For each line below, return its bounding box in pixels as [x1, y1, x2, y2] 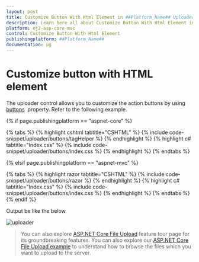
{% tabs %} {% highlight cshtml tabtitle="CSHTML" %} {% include [6, 129, 168, 136]
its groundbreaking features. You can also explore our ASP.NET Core [20, 237, 189, 244]
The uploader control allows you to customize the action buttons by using [6, 99, 185, 107]
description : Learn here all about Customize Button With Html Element [6, 20, 187, 25]
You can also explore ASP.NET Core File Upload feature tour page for [20, 230, 190, 237]
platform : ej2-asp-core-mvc [6, 25, 76, 31]
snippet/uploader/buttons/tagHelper [6, 135, 95, 142]
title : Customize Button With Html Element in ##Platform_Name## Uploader [6, 14, 195, 20]
